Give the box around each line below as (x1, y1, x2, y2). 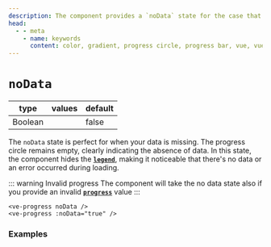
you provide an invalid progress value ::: (8, 187, 141, 197)
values (51, 103, 78, 114)
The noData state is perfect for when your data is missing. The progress (8, 137, 246, 147)
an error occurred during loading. (8, 163, 119, 173)
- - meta (15, 27, 45, 35)
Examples (8, 228, 48, 239)
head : (8, 19, 27, 27)
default (85, 103, 115, 114)
